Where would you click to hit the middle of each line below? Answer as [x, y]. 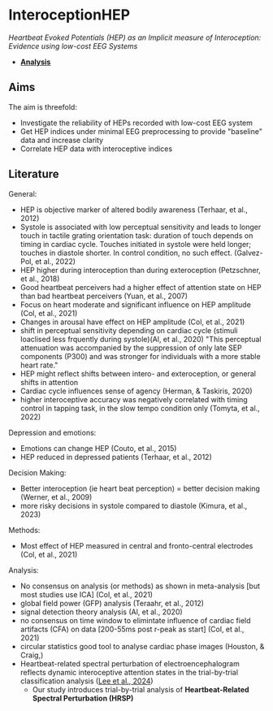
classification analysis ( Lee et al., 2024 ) [87, 681]
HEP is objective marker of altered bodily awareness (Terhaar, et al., [134, 210]
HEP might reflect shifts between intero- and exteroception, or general [138, 373]
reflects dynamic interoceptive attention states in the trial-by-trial [129, 672]
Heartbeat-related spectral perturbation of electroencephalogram [130, 663]
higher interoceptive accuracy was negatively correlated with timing [134, 399]
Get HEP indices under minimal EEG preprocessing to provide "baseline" [141, 131]
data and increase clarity [62, 140]
